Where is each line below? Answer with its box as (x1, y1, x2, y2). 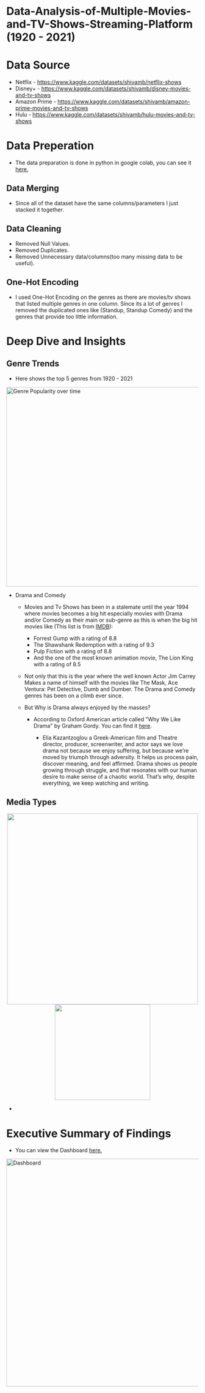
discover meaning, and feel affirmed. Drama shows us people (42, 760, 197, 767)
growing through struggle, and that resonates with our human (42, 766, 197, 774)
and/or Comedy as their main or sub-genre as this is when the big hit (24, 616, 198, 623)
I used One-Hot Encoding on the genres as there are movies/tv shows (15, 293, 191, 301)
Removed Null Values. (15, 240, 71, 247)
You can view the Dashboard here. (15, 1147, 103, 1154)
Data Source (6, 58, 70, 72)
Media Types (6, 796, 57, 807)
